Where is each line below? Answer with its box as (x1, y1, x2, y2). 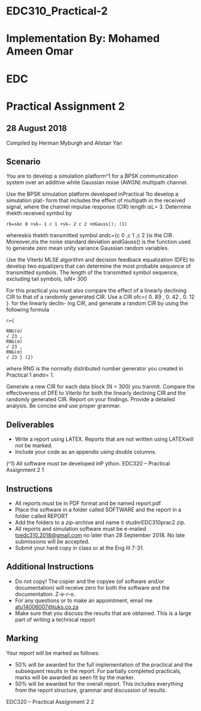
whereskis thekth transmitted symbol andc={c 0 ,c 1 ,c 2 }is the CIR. (6, 232, 174, 239)
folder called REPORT (14, 512, 68, 519)
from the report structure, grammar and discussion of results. (14, 686, 167, 694)
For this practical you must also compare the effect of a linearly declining (6, 287, 187, 294)
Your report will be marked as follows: (6, 649, 100, 656)
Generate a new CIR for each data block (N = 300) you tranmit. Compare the (6, 383, 195, 390)
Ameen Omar (6, 44, 74, 58)
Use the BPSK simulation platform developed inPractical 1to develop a (6, 190, 179, 198)
